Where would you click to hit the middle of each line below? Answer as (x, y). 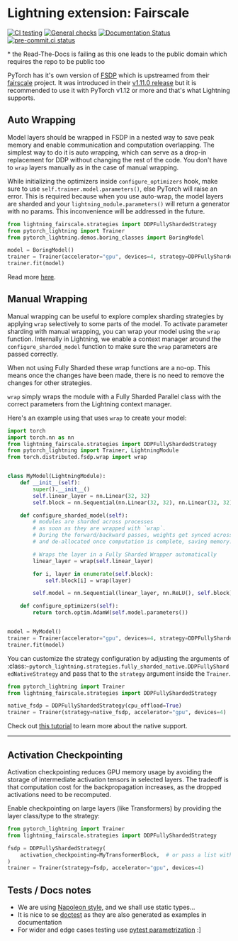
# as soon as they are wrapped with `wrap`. (100, 529)
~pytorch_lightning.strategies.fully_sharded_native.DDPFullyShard (127, 667)
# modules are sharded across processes (93, 522)
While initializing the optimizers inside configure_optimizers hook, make (113, 181)
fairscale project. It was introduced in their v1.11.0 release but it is (102, 82)
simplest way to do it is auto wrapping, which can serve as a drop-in (107, 152)
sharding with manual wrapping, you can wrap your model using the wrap (114, 331)
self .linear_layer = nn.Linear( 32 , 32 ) (92, 496)
